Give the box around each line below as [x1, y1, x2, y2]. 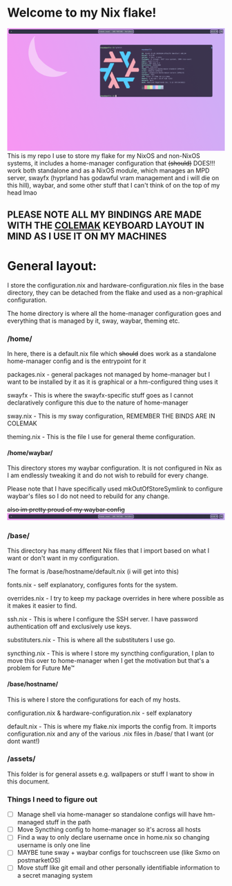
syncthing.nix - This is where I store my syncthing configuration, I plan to [7, 649, 215, 657]
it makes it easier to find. [7, 601, 77, 610]
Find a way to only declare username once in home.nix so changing [17, 833, 210, 842]
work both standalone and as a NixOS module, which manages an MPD [7, 166, 210, 175]
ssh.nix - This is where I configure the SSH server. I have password [7, 615, 198, 623]
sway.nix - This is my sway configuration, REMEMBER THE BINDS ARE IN [7, 412, 215, 420]
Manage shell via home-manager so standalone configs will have [17, 810, 202, 819]
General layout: [7, 258, 97, 274]
